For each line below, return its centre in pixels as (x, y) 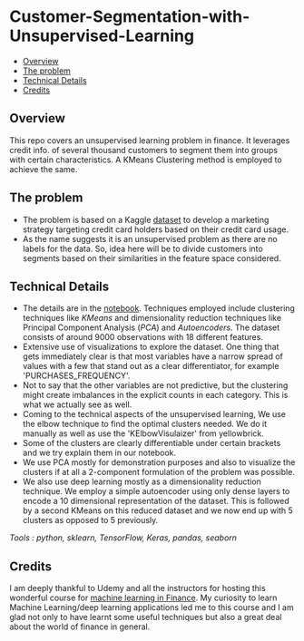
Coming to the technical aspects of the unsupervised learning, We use (154, 414)
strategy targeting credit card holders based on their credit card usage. (155, 229)
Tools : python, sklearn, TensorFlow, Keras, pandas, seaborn (123, 538)
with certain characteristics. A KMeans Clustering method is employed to (146, 160)
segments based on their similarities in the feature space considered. (152, 258)
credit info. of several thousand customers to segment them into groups (144, 150)
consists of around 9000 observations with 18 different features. (142, 337)
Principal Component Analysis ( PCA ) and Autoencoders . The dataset (151, 327)
